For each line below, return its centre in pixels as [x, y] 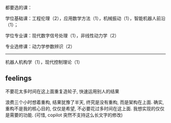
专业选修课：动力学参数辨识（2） [40, 46]
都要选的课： [19, 7]
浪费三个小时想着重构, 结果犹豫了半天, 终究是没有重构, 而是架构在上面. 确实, [84, 102]
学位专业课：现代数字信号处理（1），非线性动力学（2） [62, 35]
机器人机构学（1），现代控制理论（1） [44, 62]
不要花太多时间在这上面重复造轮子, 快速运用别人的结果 [62, 91]
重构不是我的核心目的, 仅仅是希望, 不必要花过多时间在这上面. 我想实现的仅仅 [85, 108]
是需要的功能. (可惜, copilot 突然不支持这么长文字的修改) [64, 115]
